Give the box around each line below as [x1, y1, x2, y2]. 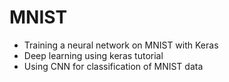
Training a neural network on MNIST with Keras [23, 39, 219, 51]
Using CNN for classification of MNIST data [23, 60, 204, 72]
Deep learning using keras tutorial [23, 49, 164, 61]
